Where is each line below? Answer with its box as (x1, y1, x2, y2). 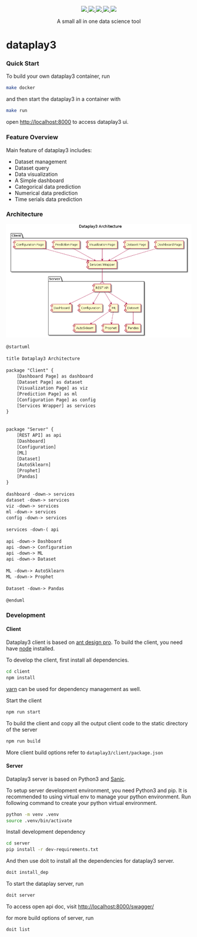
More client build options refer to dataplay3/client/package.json (6, 749, 163, 756)
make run (6, 108, 28, 114)
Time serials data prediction (14, 195, 82, 203)
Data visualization (14, 170, 58, 177)
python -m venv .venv (6, 811, 59, 817)
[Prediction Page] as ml (16, 391, 78, 397)
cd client (6, 669, 31, 675)
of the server (6, 726, 38, 733)
